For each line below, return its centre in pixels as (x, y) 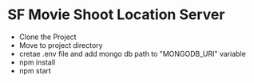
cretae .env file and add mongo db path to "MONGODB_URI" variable (133, 53)
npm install (37, 62)
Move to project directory (61, 45)
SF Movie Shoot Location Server (116, 15)
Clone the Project (48, 37)
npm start (35, 70)
